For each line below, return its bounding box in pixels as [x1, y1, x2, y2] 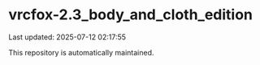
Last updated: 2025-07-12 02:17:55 [8, 32, 127, 42]
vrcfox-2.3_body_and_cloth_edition [8, 6, 253, 24]
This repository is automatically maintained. [8, 47, 154, 57]
